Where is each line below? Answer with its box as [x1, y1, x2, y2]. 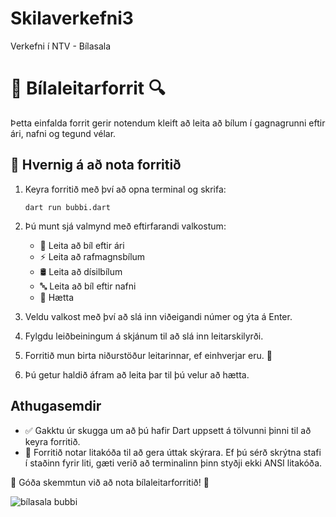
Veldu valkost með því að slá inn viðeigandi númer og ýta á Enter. [24, 310, 293, 322]
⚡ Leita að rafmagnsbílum [39, 250, 146, 262]
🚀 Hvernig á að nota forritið [10, 157, 182, 174]
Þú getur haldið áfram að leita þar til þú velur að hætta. [24, 368, 250, 381]
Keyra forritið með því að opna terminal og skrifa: [24, 183, 227, 195]
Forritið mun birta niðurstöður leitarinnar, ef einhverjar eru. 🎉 [24, 349, 273, 361]
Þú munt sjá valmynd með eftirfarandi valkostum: [24, 220, 227, 232]
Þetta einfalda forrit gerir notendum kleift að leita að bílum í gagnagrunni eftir [10, 117, 326, 129]
